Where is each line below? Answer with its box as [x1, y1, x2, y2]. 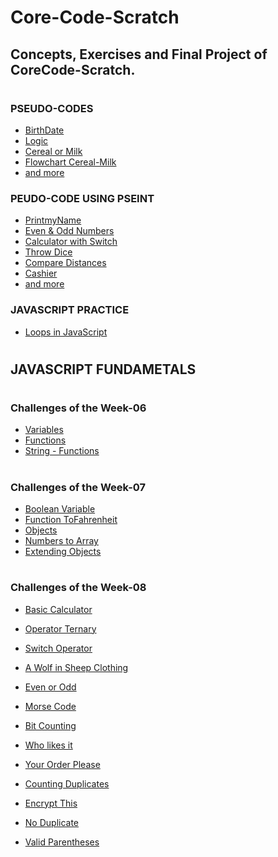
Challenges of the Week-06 [10, 401, 147, 415]
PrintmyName [24, 214, 82, 226]
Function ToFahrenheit [24, 514, 118, 526]
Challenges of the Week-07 [10, 480, 147, 494]
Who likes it [24, 739, 73, 751]
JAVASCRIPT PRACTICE [10, 303, 130, 317]
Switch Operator [24, 642, 93, 654]
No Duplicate [24, 816, 80, 828]
